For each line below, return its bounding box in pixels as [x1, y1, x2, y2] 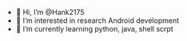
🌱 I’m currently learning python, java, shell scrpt [15, 24, 173, 33]
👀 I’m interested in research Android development [15, 16, 180, 25]
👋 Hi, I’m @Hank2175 [15, 8, 86, 17]
